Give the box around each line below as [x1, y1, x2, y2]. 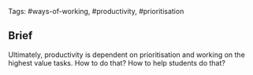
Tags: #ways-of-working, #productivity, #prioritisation [8, 7, 184, 16]
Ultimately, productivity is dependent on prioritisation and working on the [8, 50, 246, 59]
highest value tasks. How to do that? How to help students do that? [8, 58, 226, 67]
